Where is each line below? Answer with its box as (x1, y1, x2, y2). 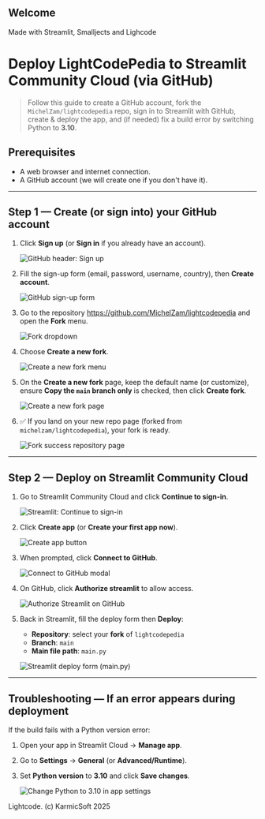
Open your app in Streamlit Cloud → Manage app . (19, 741, 183, 750)
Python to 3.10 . (27, 122, 77, 133)
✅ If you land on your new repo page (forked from (19, 417, 183, 426)
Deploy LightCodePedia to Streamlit (8, 55, 247, 73)
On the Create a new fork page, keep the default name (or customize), (19, 378, 250, 387)
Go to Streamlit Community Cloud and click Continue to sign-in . (19, 492, 229, 502)
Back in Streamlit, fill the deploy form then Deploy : (19, 615, 184, 624)
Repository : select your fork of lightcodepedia (31, 630, 185, 639)
